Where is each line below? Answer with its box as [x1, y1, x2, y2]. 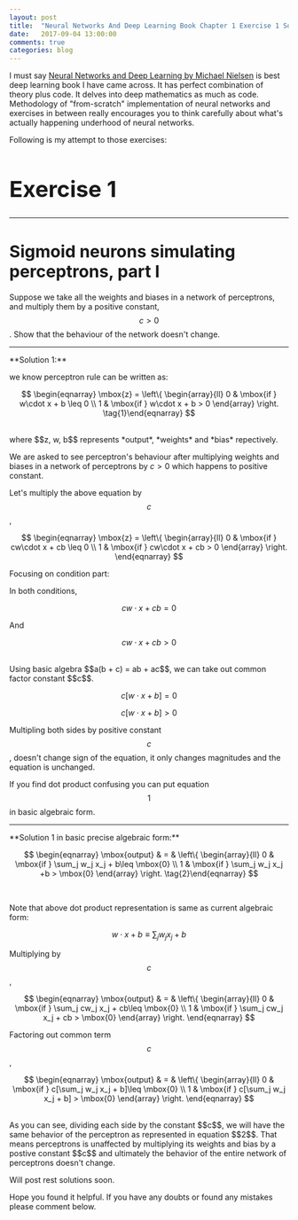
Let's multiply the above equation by [9, 488, 142, 498]
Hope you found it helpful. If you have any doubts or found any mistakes [9, 1192, 273, 1202]
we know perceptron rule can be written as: [9, 371, 169, 382]
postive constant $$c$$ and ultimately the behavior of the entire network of [9, 1147, 286, 1158]
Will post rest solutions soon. [9, 1174, 115, 1185]
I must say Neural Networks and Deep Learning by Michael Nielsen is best [9, 70, 281, 81]
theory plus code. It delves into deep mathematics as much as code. [9, 90, 259, 100]
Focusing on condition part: [9, 568, 110, 579]
